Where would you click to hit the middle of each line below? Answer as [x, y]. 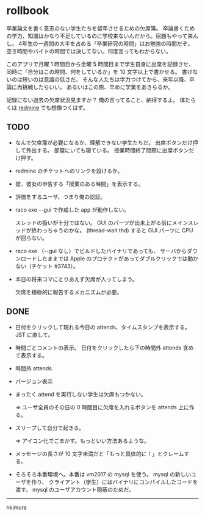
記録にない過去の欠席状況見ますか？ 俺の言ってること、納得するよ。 [92, 100]
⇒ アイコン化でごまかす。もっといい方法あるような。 [82, 440]
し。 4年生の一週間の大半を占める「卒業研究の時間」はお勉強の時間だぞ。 [100, 43]
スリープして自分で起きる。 [50, 428]
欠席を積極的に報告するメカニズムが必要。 [69, 292]
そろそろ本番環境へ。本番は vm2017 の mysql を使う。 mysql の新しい [103, 474]
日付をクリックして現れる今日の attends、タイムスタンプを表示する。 [103, 327]
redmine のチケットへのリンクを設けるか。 [69, 171]
